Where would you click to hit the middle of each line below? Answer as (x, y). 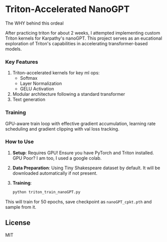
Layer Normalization (41, 83)
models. (14, 49)
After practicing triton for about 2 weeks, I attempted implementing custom (83, 33)
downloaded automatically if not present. (55, 173)
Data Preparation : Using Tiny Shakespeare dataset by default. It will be (86, 168)
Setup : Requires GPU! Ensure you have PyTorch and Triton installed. (83, 153)
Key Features (22, 62)
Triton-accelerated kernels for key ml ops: (56, 73)
